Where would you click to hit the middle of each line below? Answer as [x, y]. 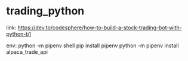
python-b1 [19, 33]
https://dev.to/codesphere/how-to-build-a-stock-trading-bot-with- [100, 28]
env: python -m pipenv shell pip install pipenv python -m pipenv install [93, 45]
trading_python [45, 11]
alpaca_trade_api [27, 51]
